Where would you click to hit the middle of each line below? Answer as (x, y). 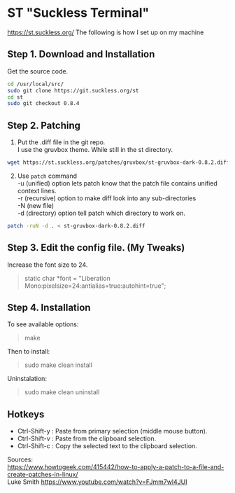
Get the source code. (38, 71)
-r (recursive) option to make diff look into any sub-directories (107, 198)
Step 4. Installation (49, 308)
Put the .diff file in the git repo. (61, 142)
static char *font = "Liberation (67, 278)
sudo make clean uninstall (62, 392)
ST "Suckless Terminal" (78, 13)
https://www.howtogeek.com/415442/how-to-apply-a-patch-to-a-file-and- (116, 467)
